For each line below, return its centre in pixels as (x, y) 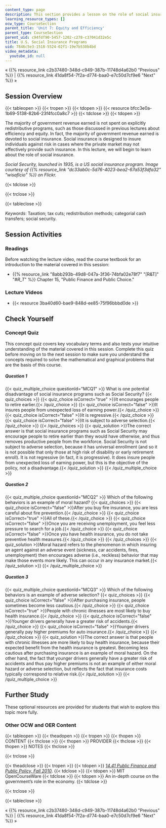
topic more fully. (22, 712)
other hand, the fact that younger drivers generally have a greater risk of (79, 658)
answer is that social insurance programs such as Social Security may (76, 431)
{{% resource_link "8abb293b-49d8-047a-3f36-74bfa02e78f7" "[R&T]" (85, 274)
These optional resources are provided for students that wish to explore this (82, 707)
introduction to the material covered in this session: (57, 264)
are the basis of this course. (34, 365)
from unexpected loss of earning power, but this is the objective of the (77, 462)
